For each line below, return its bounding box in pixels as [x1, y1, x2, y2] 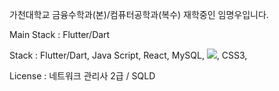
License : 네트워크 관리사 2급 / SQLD [9, 70, 156, 82]
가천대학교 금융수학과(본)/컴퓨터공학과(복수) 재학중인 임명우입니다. [9, 9, 269, 20]
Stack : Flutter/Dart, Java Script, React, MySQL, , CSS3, [9, 49, 248, 61]
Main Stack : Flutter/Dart [9, 29, 111, 40]
